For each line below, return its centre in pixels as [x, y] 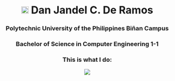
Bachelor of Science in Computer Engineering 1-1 [87, 44]
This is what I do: [87, 59]
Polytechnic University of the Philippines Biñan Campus [87, 29]
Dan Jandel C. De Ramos [92, 10]
